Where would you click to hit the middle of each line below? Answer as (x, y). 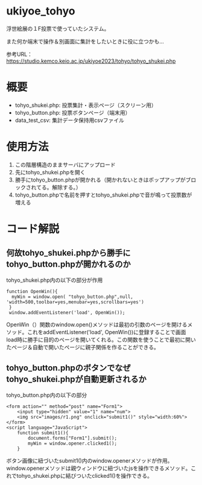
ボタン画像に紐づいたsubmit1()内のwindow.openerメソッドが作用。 (90, 460)
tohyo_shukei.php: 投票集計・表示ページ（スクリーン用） (86, 105)
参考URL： (20, 54)
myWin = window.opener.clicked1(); (73, 443)
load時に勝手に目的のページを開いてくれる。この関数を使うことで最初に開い (101, 340)
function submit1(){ (43, 433)
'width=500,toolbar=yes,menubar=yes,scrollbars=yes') (75, 302)
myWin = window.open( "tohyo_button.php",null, (73, 297)
